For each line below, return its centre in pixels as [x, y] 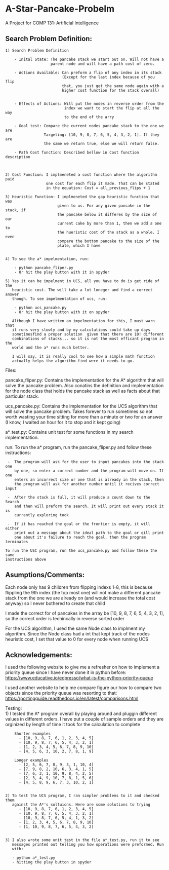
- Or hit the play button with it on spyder [62, 312]
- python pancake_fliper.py [44, 268]
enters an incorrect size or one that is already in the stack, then [89, 479]
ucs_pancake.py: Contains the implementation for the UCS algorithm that [81, 406]
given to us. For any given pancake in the [104, 206]
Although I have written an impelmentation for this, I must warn [83, 321]
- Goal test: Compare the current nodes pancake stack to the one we [89, 126]
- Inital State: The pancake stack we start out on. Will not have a [89, 59]
